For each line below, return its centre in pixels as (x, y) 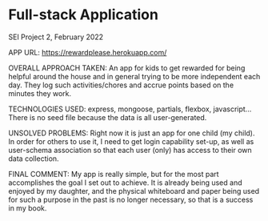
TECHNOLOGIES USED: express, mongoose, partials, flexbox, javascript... (130, 109)
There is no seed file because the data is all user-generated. (108, 117)
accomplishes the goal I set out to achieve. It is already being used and (125, 183)
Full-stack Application (83, 15)
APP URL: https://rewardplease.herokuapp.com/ (88, 52)
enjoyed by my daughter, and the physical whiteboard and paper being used (134, 191)
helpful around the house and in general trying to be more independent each (134, 76)
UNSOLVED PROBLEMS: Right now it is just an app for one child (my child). (132, 133)
